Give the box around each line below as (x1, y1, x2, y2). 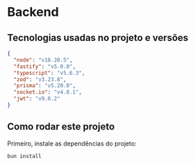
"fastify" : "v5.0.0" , (13, 63, 76, 70)
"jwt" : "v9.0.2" (13, 95, 60, 103)
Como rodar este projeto (7, 121, 115, 132)
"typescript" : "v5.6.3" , (13, 69, 85, 76)
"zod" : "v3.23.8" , (13, 76, 67, 83)
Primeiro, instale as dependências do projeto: (7, 139, 137, 148)
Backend (7, 4, 59, 20)
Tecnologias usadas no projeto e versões (7, 32, 189, 44)
